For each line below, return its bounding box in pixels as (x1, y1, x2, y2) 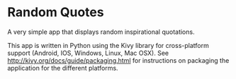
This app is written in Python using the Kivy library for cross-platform (7, 41, 209, 49)
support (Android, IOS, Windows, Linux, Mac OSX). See (7, 49, 169, 57)
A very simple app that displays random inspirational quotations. (7, 28, 195, 36)
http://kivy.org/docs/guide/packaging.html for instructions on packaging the (7, 56, 230, 64)
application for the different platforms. (7, 63, 118, 72)
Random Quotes (7, 4, 104, 20)
